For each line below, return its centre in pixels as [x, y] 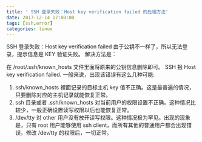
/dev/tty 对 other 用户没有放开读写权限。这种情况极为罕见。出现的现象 [103, 118]
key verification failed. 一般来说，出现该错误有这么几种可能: [81, 75]
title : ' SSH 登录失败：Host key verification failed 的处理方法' [87, 12]
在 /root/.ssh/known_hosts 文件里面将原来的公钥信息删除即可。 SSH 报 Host [101, 67]
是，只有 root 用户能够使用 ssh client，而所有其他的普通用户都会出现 [101, 125]
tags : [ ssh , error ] [29, 23]
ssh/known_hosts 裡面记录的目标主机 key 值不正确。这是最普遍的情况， [105, 88]
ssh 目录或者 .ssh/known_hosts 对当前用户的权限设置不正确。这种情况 [103, 103]
